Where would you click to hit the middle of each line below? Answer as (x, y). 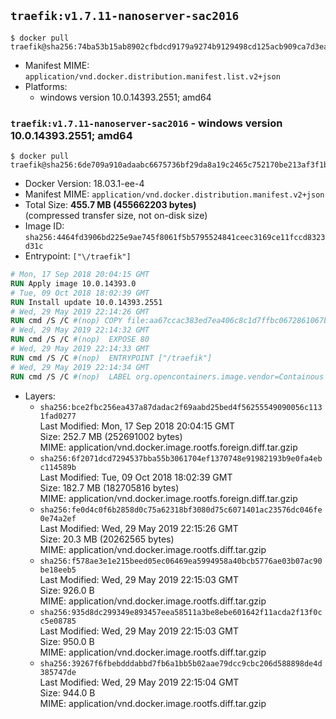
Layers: (40, 396)
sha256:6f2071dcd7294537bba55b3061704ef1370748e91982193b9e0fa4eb (181, 458)
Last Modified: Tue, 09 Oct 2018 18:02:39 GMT (136, 477)
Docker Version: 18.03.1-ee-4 (84, 184)
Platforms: (46, 86)
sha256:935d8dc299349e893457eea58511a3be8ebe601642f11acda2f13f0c (181, 612)
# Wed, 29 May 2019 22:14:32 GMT (80, 330)
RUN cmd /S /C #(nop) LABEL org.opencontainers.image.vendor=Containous (167, 376)
